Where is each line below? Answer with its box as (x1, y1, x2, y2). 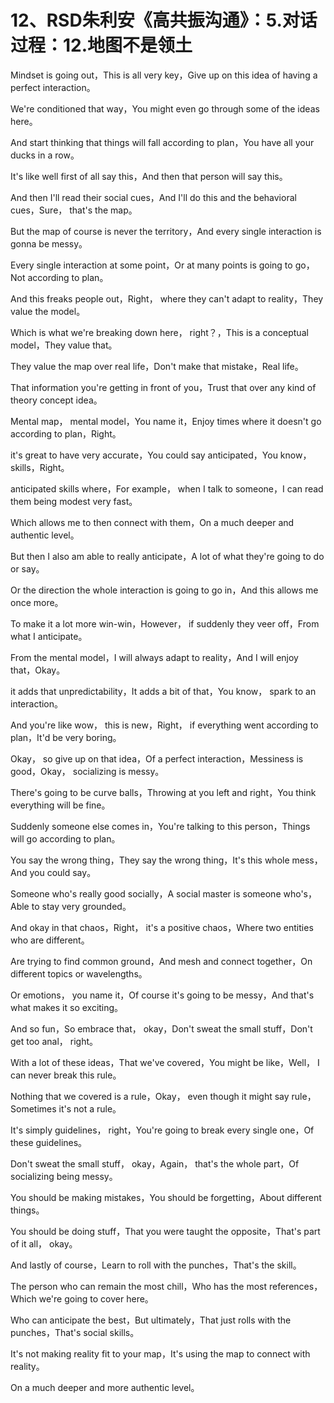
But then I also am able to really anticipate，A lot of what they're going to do (10, 550, 325, 562)
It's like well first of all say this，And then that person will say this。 (10, 170, 288, 182)
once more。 (10, 596, 64, 608)
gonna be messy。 (10, 237, 88, 250)
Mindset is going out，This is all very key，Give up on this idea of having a (10, 69, 318, 81)
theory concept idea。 (10, 394, 103, 406)
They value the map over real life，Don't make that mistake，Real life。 (10, 360, 304, 372)
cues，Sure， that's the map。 (10, 204, 138, 216)
